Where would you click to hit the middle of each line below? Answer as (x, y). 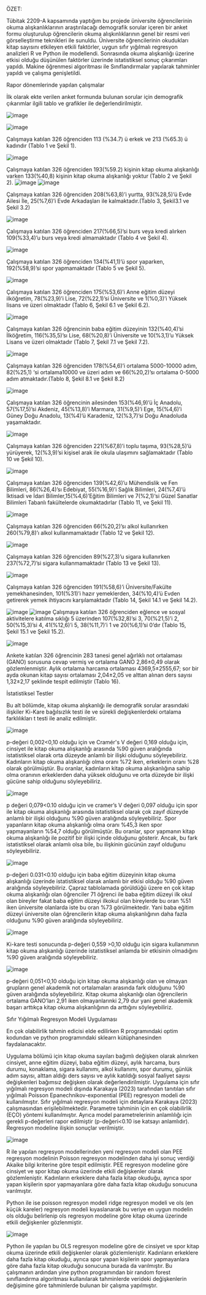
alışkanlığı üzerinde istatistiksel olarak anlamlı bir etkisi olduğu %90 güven (100, 881)
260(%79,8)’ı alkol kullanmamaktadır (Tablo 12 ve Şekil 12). (81, 533)
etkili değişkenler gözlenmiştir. (44, 1222)
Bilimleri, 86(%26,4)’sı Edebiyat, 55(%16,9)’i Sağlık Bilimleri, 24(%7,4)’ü (96, 489)
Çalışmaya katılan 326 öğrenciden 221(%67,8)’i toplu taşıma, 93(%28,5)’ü (99, 446)
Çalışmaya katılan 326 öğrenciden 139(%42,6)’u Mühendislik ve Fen (92, 483)
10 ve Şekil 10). (25, 459)
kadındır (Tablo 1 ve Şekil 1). (41, 146)
